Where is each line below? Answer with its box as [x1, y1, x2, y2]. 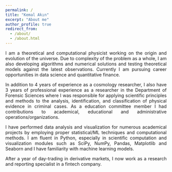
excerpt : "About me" [5, 17, 50, 22]
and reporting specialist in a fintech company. [5, 161, 102, 167]
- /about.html [10, 36, 40, 41]
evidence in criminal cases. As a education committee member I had [5, 103, 167, 109]
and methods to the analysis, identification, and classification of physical [5, 97, 167, 104]
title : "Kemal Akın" [5, 12, 50, 17]
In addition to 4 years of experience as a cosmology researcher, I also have [5, 81, 167, 87]
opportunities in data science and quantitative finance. [5, 71, 120, 78]
